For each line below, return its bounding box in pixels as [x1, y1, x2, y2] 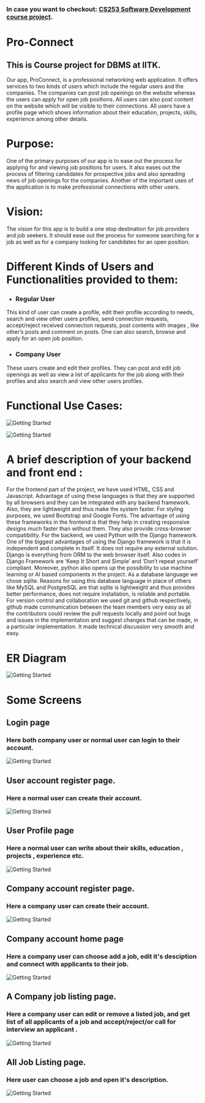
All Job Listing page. [6, 1057, 86, 1068]
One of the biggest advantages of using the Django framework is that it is [6, 538, 192, 545]
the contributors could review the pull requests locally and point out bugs [6, 610, 191, 617]
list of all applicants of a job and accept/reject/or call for [6, 1018, 176, 1026]
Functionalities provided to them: [6, 272, 179, 287]
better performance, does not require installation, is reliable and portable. [6, 590, 191, 598]
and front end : [6, 465, 83, 480]
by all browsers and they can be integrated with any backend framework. [6, 499, 191, 506]
